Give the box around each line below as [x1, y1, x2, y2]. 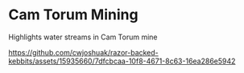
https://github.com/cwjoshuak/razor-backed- [8, 47, 159, 57]
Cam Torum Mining [8, 6, 139, 24]
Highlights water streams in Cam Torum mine [8, 32, 159, 42]
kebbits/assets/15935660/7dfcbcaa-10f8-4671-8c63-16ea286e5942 [8, 56, 236, 66]
